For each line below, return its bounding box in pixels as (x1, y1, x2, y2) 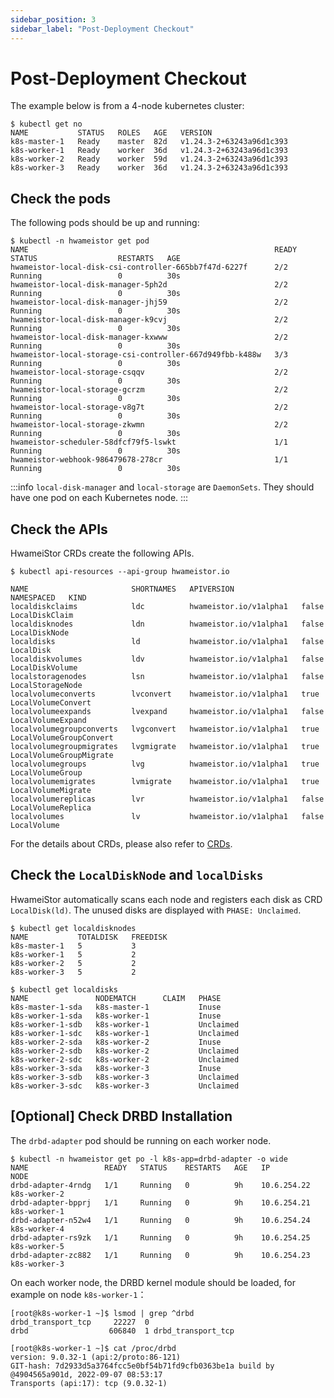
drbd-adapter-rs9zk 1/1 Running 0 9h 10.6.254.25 (10, 1232, 311, 1243)
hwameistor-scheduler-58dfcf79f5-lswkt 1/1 (10, 437, 288, 448)
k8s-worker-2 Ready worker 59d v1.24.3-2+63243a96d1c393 (10, 154, 288, 165)
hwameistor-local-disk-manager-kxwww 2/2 (10, 332, 288, 343)
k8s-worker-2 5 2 (10, 958, 137, 968)
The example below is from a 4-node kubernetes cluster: (10, 100, 245, 112)
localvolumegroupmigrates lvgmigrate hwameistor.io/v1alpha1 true (10, 742, 320, 752)
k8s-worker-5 (10, 1241, 65, 1251)
